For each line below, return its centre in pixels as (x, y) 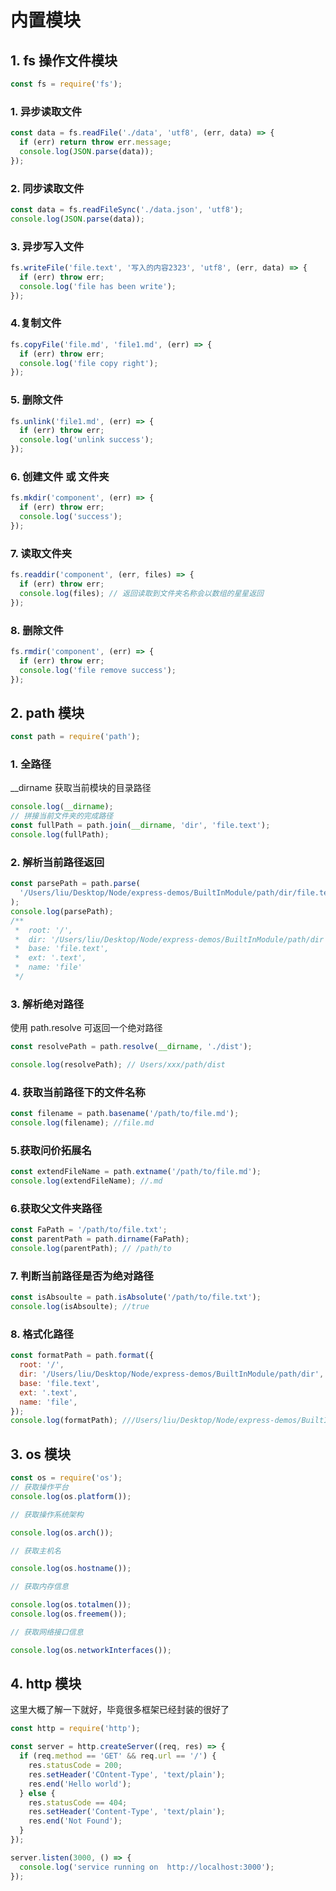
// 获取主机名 (36, 1551)
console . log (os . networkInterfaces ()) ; (91, 1650)
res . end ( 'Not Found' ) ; (75, 1821)
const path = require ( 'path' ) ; (75, 737)
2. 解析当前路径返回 (57, 862)
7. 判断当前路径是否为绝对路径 (82, 1276)
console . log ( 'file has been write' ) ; (98, 286)
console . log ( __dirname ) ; (62, 807)
